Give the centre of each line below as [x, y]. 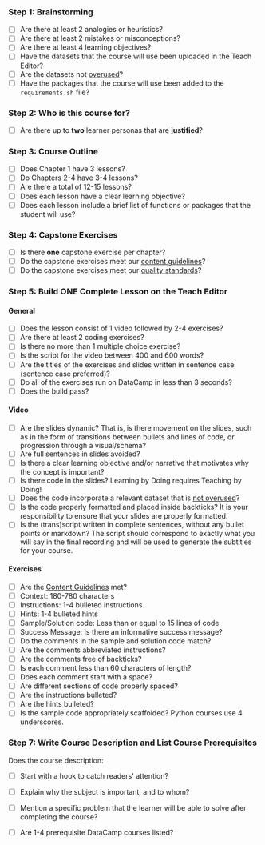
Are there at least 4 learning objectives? [85, 47]
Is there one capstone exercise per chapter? [93, 252]
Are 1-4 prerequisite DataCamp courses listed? [97, 832]
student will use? [47, 214]
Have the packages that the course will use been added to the [122, 83]
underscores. [42, 722]
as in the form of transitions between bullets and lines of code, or [127, 437]
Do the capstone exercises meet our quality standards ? [111, 270]
